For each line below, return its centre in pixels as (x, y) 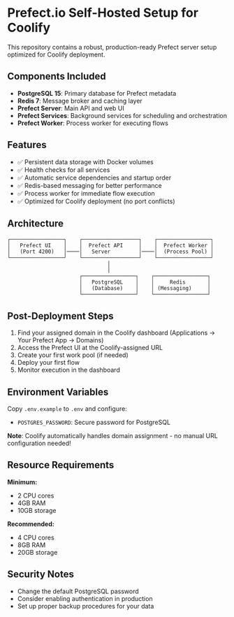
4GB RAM (31, 503)
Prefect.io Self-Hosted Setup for (103, 13)
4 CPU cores (36, 537)
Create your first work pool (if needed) (73, 355)
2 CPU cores (36, 495)
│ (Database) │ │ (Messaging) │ (145, 289)
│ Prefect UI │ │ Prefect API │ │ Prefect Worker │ (111, 246)
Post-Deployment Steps (60, 316)
